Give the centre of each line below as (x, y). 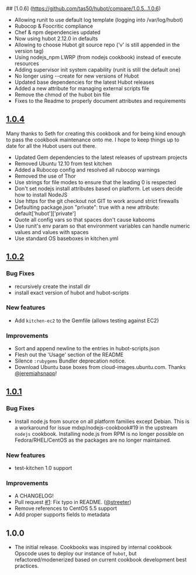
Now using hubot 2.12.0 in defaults (56, 38)
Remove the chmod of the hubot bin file (62, 94)
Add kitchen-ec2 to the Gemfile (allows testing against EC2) (87, 320)
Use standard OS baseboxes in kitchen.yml (66, 238)
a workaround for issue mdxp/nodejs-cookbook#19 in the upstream (96, 427)
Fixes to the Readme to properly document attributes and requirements (100, 101)
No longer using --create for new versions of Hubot (77, 76)
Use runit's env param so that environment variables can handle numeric (102, 226)
